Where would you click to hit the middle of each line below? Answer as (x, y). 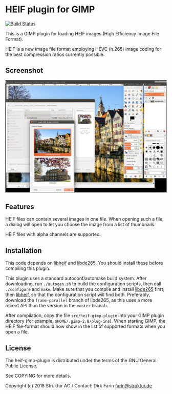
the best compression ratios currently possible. (55, 54)
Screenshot (24, 71)
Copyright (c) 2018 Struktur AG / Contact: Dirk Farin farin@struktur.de (79, 385)
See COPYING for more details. (38, 376)
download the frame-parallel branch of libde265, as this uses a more (79, 300)
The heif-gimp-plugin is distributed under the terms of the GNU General (81, 360)
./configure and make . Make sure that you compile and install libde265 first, (85, 289)
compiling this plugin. (28, 268)
